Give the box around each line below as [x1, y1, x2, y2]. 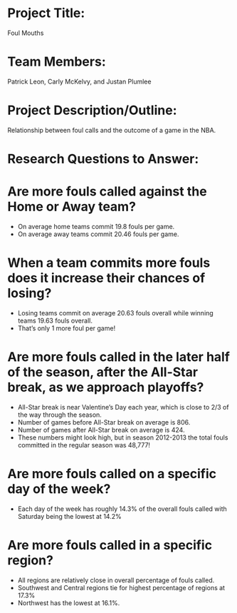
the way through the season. [17, 410, 102, 419]
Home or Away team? [7, 198, 137, 215]
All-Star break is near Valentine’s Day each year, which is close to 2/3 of [17, 402, 229, 411]
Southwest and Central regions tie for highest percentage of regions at [17, 583, 226, 592]
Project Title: [7, 5, 85, 21]
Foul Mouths [7, 29, 44, 37]
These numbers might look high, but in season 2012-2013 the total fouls [17, 433, 228, 442]
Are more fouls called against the [7, 183, 208, 200]
